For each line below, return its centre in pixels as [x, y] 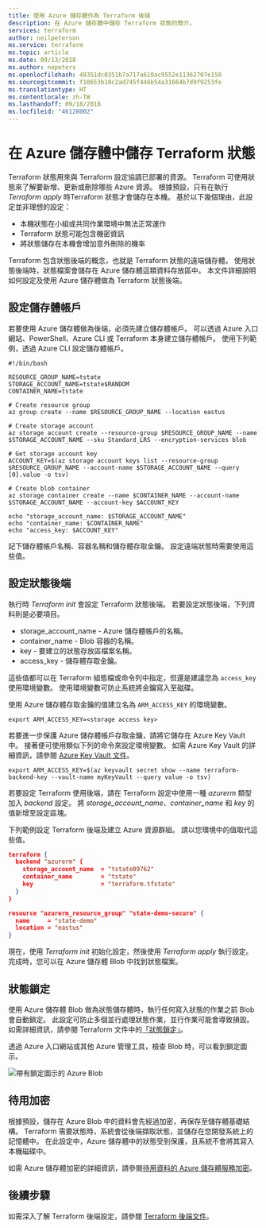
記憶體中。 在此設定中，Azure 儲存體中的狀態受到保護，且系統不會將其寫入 [131, 1141]
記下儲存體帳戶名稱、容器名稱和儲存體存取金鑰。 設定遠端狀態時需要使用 [127, 546]
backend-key [28, 777]
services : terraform [42, 30]
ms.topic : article [39, 52]
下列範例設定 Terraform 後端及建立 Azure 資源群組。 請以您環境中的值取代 [130, 829]
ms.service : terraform [46, 45]
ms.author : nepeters [42, 68]
